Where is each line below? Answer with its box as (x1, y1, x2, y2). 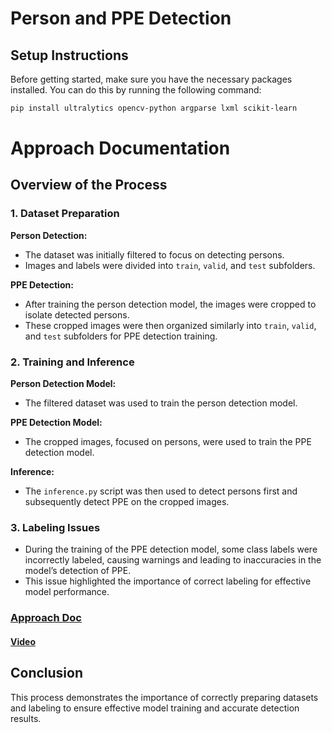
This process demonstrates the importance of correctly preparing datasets (10, 691, 319, 703)
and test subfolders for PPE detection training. (24, 330, 218, 342)
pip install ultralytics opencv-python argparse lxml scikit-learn (10, 103, 298, 113)
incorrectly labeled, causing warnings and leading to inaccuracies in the (24, 554, 322, 566)
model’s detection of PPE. (24, 565, 132, 577)
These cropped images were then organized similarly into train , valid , (24, 319, 317, 331)
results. (10, 712, 42, 724)
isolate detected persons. (24, 308, 130, 321)
